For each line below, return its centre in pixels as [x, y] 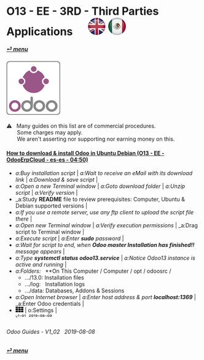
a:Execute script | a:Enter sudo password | [69, 238]
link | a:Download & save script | [57, 180]
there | [24, 219]
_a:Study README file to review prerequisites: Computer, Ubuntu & [100, 199]
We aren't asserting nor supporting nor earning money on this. [96, 139]
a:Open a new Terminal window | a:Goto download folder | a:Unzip [100, 186]
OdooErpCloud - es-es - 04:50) [47, 159]
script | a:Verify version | [46, 193]
